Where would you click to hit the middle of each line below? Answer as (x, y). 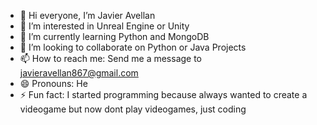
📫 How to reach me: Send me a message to (111, 58)
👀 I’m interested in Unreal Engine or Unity (104, 26)
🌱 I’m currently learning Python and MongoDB (114, 36)
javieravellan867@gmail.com (79, 73)
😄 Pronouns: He (53, 83)
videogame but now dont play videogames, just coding (133, 109)
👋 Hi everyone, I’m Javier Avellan (87, 15)
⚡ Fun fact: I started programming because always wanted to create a (163, 94)
